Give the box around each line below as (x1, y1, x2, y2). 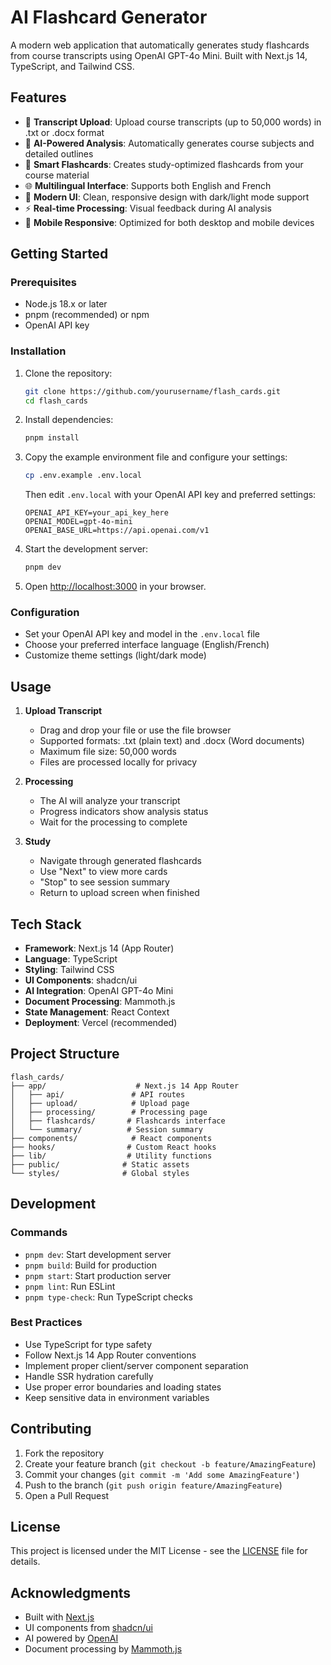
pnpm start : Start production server (24, 1269, 172, 1281)
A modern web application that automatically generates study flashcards (10, 39, 310, 51)
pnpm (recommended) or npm (24, 309, 150, 321)
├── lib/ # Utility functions (10, 1151, 213, 1161)
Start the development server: (24, 543, 149, 555)
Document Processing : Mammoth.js (24, 996, 176, 1008)
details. (10, 1556, 41, 1568)
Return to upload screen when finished (39, 887, 200, 899)
